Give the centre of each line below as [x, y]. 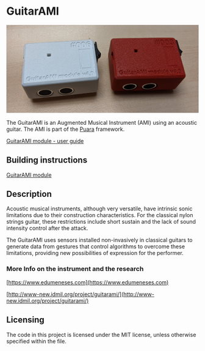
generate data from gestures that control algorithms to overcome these [95, 246]
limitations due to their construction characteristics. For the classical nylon [100, 215]
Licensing [25, 320]
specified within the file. [37, 341]
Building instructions [47, 160]
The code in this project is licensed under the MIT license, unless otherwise [101, 334]
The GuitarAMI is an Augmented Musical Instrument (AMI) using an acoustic [102, 122]
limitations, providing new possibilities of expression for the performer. [95, 253]
